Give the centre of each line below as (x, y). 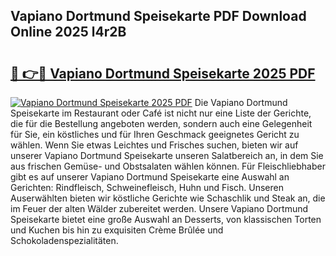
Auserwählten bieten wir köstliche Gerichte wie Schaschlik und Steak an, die (168, 198)
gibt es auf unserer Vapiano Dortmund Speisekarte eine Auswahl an (150, 177)
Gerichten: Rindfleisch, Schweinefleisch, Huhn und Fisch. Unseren (147, 187)
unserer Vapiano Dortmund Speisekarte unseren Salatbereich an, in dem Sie (167, 155)
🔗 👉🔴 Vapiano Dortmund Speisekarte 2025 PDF (163, 73)
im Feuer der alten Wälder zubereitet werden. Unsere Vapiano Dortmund (159, 208)
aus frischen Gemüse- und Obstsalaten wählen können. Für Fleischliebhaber (168, 166)
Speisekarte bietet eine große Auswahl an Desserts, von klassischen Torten (166, 219)
